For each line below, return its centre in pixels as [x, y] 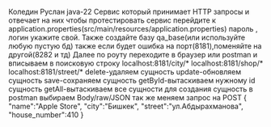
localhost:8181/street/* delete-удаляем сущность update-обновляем [125, 72]
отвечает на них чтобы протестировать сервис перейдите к [112, 20]
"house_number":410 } [46, 115]
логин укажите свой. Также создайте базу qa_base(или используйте [127, 37]
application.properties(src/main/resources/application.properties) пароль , [133, 29]
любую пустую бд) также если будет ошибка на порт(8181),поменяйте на [135, 46]
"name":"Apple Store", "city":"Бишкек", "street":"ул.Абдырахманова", [126, 106]
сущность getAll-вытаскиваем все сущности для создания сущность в [131, 89]
